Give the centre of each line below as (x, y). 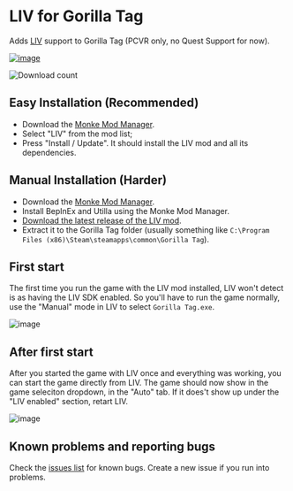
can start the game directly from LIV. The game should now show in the (139, 383)
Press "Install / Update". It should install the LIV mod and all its (135, 142)
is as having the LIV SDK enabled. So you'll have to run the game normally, (145, 297)
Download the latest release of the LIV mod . (102, 220)
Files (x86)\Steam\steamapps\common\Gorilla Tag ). (116, 239)
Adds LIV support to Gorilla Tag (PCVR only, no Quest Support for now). (140, 41)
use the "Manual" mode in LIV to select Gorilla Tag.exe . (112, 307)
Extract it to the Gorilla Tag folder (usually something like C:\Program (146, 230)
